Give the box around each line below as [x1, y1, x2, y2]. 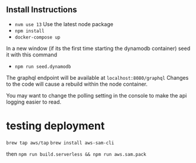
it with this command [6, 51, 58, 58]
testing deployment [6, 119, 105, 133]
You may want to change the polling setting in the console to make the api [6, 92, 187, 99]
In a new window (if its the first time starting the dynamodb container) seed [6, 45, 191, 52]
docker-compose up [14, 34, 61, 40]
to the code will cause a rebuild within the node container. [6, 80, 148, 87]
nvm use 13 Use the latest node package [14, 20, 114, 27]
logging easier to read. [6, 98, 62, 105]
